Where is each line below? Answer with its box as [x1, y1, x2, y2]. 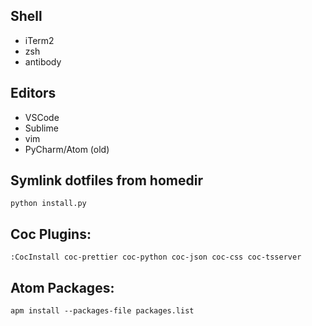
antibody [24, 55, 62, 68]
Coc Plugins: [10, 225, 92, 243]
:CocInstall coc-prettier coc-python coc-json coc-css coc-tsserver [10, 252, 302, 263]
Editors [10, 85, 57, 102]
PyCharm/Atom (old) [24, 143, 110, 155]
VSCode [24, 111, 60, 123]
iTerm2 [24, 34, 55, 46]
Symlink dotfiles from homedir [10, 172, 203, 189]
